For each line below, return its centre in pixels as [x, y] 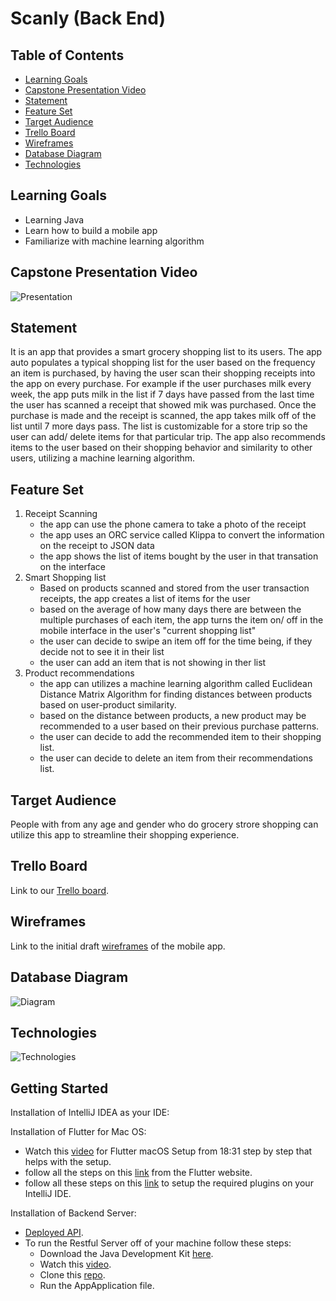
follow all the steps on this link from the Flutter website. [138, 1173]
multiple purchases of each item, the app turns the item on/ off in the [181, 620]
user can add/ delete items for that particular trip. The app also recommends [168, 437]
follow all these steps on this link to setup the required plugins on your [169, 1183]
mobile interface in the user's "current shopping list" [148, 631]
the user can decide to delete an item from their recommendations [176, 758]
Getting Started [59, 1088]
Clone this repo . [72, 1275]
